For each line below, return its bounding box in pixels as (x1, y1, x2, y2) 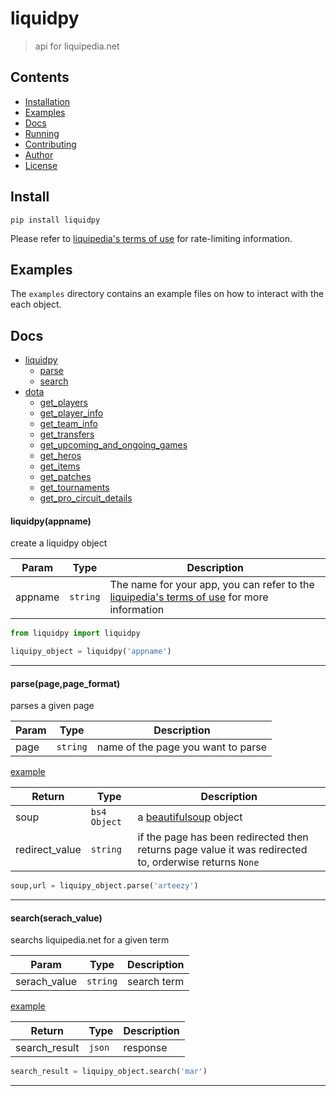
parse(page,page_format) (10, 677, 121, 689)
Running (24, 127, 60, 139)
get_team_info (39, 418, 98, 430)
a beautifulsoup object (137, 810, 243, 824)
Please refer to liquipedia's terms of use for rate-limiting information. (10, 232, 293, 244)
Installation (24, 95, 71, 107)
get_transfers (39, 428, 95, 441)
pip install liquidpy (10, 215, 101, 225)
